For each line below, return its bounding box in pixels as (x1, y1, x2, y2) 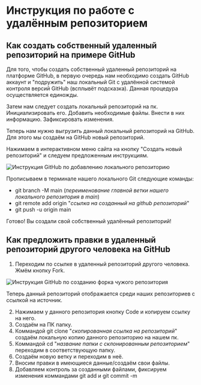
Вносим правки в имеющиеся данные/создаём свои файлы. (14, 359, 170, 366)
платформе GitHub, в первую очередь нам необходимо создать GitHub (6, 72, 189, 79)
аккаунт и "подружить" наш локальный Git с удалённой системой (6, 79, 175, 85)
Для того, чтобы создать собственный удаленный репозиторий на (6, 66, 177, 73)
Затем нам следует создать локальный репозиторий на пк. (6, 103, 158, 110)
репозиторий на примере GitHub (6, 49, 136, 60)
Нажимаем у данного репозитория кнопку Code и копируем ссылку (14, 308, 191, 315)
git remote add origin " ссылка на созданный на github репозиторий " (14, 200, 190, 206)
